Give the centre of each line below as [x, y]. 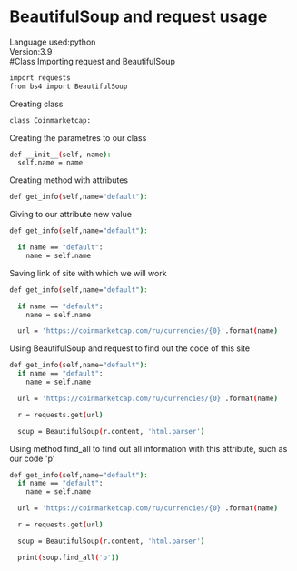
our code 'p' [32, 458]
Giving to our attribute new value [70, 215]
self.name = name [50, 163]
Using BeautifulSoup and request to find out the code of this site [130, 348]
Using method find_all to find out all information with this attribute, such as [148, 448]
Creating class [36, 104]
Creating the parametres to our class [78, 137]
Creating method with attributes [69, 180]
